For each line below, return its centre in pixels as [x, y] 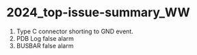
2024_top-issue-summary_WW [98, 13]
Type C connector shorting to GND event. [75, 31]
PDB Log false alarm [45, 38]
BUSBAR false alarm [45, 45]
